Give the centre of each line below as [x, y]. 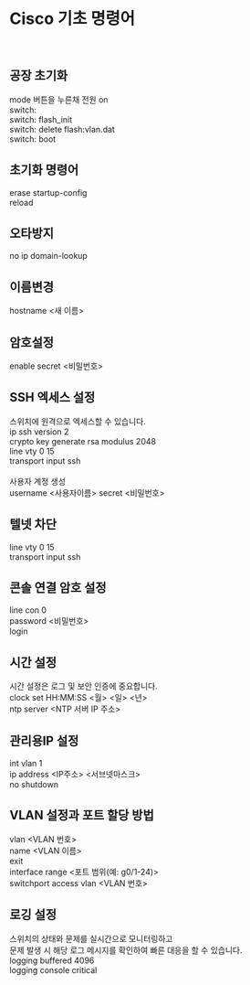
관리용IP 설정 [44, 740]
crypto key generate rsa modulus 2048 [83, 441]
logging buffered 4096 [52, 960]
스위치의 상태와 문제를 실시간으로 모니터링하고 [91, 938]
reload [21, 202]
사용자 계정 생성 [38, 481]
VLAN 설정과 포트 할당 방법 [82, 815]
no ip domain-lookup [49, 256]
